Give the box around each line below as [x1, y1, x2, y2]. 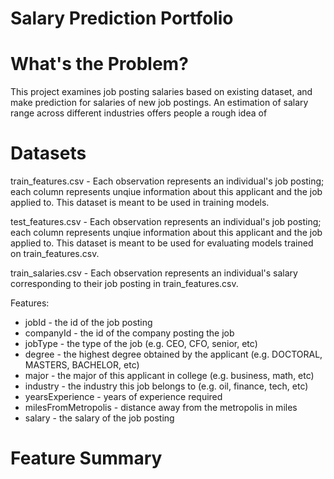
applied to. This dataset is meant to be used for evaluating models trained [10, 237, 314, 249]
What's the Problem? [10, 53, 189, 76]
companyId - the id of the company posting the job [24, 327, 235, 339]
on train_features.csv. [10, 248, 100, 260]
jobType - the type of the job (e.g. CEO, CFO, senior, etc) [24, 338, 258, 350]
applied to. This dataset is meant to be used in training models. [10, 197, 270, 209]
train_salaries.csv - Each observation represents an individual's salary [10, 267, 298, 279]
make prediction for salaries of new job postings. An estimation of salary [10, 97, 309, 109]
